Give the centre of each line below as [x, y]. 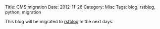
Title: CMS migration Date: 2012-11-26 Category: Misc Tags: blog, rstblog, [80, 7]
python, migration [23, 12]
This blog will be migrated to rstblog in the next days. [59, 22]
